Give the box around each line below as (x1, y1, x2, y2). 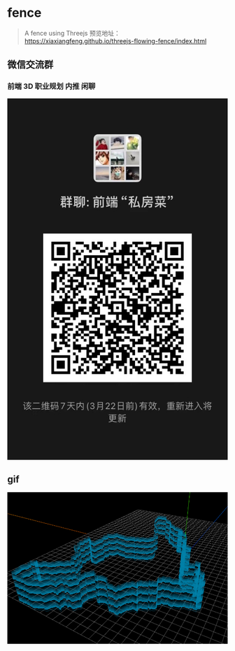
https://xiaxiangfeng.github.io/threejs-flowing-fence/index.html (24, 36, 207, 45)
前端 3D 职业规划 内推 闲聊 (7, 82, 96, 92)
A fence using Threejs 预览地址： (24, 29, 120, 37)
